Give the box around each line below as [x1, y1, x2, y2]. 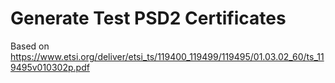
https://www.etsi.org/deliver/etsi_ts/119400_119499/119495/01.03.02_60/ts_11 [10, 50, 325, 62]
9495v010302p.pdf [10, 61, 90, 73]
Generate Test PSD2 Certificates [10, 7, 287, 30]
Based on [10, 40, 50, 52]
